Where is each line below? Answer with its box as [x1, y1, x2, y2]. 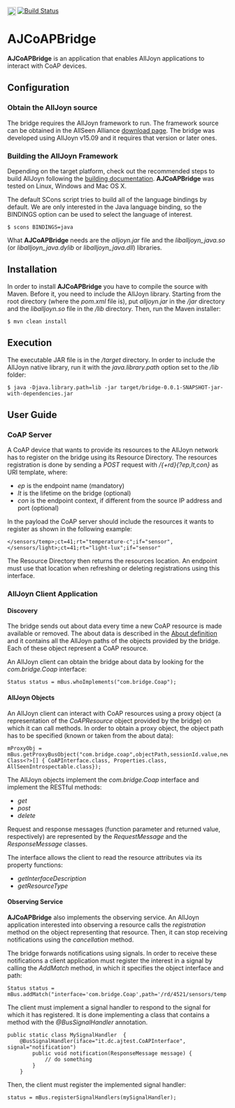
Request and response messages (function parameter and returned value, [7, 825, 220, 833]
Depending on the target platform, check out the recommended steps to [7, 166, 215, 175]
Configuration [7, 82, 70, 94]
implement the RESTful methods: [7, 783, 102, 791]
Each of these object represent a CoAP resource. [7, 644, 148, 653]
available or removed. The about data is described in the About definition [7, 629, 218, 638]
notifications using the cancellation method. [7, 935, 134, 944]
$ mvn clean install [7, 318, 68, 325]
